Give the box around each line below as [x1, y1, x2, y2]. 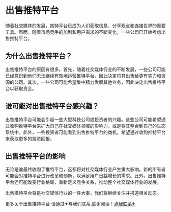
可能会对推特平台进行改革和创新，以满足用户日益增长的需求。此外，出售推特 [5, 173, 166, 179]
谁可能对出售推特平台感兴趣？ [5, 102, 99, 110]
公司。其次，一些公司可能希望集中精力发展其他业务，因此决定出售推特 [14, 79, 161, 85]
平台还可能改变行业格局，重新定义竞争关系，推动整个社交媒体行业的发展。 [5, 179, 161, 185]
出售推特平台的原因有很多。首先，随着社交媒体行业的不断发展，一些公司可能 [5, 66, 166, 72]
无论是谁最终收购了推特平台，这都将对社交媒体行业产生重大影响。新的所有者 [5, 167, 166, 173]
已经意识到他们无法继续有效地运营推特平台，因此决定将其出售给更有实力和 [5, 73, 161, 79]
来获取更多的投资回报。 [5, 135, 54, 142]
